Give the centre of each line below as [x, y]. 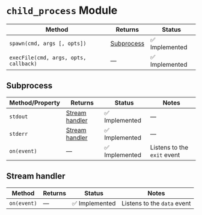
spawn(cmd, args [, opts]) [48, 43]
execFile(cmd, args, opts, [48, 57]
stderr [19, 134]
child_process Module [62, 11]
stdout [19, 117]
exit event [165, 155]
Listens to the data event [156, 203]
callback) [23, 63]
